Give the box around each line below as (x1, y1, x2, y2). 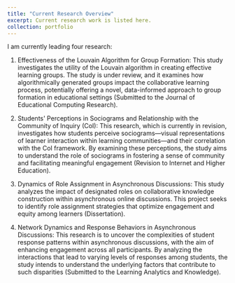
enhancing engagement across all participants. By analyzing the (17, 246, 203, 254)
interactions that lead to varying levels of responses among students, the (17, 253, 228, 261)
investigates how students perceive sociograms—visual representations (17, 129, 225, 137)
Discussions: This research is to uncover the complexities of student (17, 230, 215, 239)
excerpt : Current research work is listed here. (7, 17, 152, 24)
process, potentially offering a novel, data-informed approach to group (17, 85, 222, 95)
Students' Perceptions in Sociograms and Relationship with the (17, 114, 199, 123)
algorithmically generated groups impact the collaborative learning (17, 78, 210, 87)
